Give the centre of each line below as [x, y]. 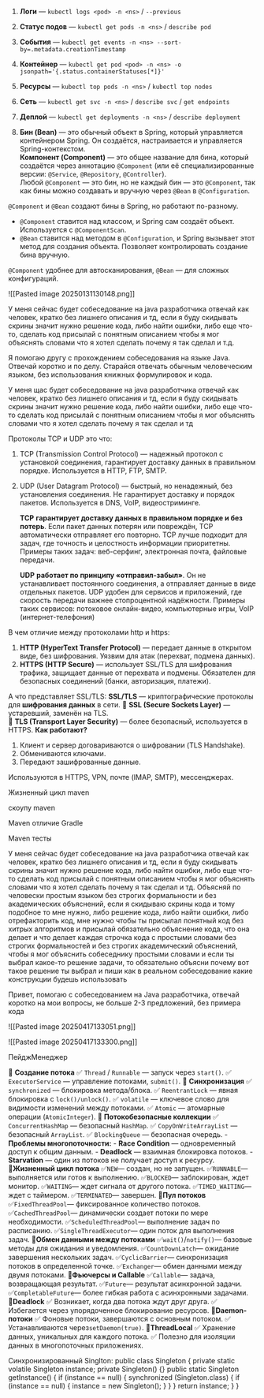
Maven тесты [30, 838]
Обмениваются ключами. [63, 753]
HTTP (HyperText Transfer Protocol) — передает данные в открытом [136, 647]
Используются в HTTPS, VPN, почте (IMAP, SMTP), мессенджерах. [121, 777]
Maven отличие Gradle [46, 823]
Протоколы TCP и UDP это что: [60, 438]
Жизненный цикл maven [49, 792]
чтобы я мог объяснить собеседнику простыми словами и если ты [121, 954]
